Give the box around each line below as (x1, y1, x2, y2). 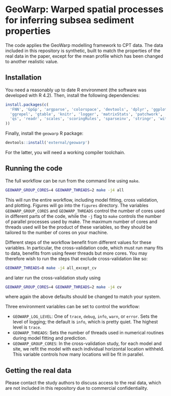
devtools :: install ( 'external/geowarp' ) (5, 140, 90, 145)
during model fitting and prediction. (12, 335, 87, 341)
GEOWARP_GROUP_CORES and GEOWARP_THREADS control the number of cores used (5, 208, 165, 214)
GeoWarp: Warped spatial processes (5, 4, 164, 15)
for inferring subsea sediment (5, 14, 134, 26)
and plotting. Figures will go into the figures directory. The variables (5, 202, 149, 208)
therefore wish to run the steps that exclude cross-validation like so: (5, 255, 148, 261)
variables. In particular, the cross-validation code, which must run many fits (5, 244, 163, 251)
